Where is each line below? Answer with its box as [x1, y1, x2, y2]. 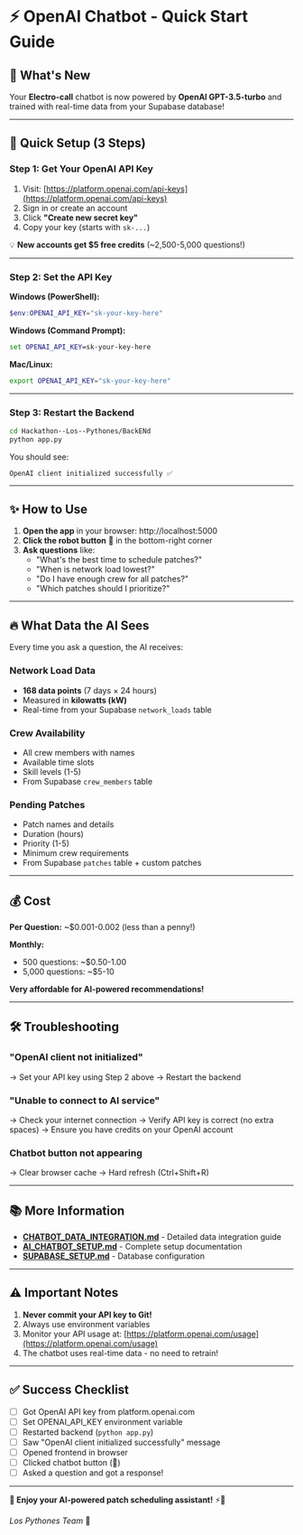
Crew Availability [9, 727, 86, 740]
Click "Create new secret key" [22, 212, 138, 223]
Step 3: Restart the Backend [9, 406, 135, 419]
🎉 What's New [9, 68, 91, 83]
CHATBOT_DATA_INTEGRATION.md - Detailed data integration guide [22, 1232, 282, 1242]
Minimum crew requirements [22, 848, 129, 859]
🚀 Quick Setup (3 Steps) [9, 135, 146, 151]
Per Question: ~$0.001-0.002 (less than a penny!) [9, 921, 196, 932]
